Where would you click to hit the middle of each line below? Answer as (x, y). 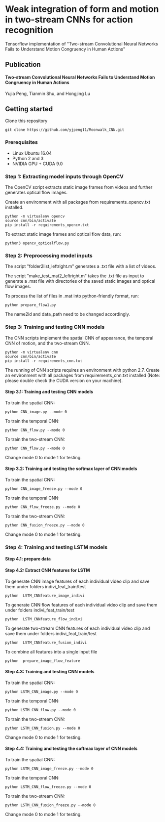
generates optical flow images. (36, 192)
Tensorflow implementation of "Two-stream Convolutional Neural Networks (82, 43)
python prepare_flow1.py (31, 305)
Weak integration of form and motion (82, 9)
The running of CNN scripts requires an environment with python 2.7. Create (82, 370)
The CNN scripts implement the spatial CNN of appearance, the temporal (79, 338)
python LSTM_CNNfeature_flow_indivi (44, 619)
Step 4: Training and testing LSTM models (56, 547)
